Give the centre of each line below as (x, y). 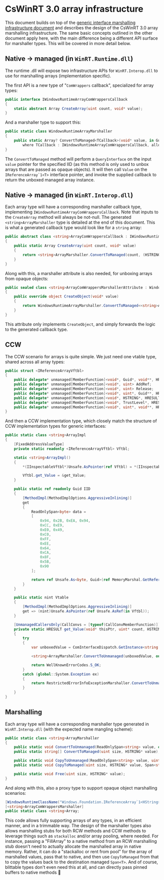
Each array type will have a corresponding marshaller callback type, (73, 207)
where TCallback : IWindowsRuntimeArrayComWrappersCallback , (86, 145)
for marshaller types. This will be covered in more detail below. (68, 43)
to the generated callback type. (37, 329)
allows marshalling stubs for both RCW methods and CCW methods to (76, 831)
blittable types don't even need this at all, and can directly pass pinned (76, 867)
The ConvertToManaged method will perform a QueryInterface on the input (78, 159)
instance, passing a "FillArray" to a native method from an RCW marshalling (81, 841)
